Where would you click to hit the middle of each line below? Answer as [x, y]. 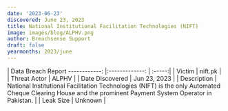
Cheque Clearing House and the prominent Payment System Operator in [110, 92]
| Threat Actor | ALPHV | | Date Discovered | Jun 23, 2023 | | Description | [112, 78]
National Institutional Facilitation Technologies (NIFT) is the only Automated [114, 86]
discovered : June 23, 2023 [46, 20]
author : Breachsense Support [49, 39]
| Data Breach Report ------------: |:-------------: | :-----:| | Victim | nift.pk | [114, 71]
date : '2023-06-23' [35, 13]
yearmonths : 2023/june [40, 52]
